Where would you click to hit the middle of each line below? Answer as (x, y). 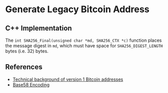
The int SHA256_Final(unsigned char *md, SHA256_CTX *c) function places (83, 40)
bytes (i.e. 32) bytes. (27, 51)
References (24, 67)
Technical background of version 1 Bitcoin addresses (68, 79)
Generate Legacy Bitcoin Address (77, 9)
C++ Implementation (39, 28)
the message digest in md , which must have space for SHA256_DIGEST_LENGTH (84, 46)
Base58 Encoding (31, 84)
